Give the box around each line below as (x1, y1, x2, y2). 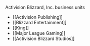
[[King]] (12, 25, 29, 31)
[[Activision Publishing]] (12, 14, 63, 20)
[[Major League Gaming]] (12, 30, 66, 36)
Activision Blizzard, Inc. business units (5, 5, 85, 10)
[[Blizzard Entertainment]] (12, 20, 67, 25)
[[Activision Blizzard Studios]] (12, 35, 75, 41)
